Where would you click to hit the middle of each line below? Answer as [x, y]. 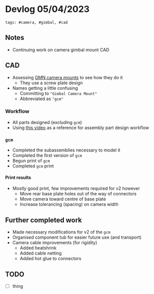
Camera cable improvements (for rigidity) [55, 243]
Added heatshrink [38, 248]
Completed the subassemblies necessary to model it [66, 150]
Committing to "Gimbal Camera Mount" [58, 93]
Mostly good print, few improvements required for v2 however [76, 188]
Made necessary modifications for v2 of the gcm [61, 232]
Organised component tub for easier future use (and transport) [77, 237]
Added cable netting [41, 253]
